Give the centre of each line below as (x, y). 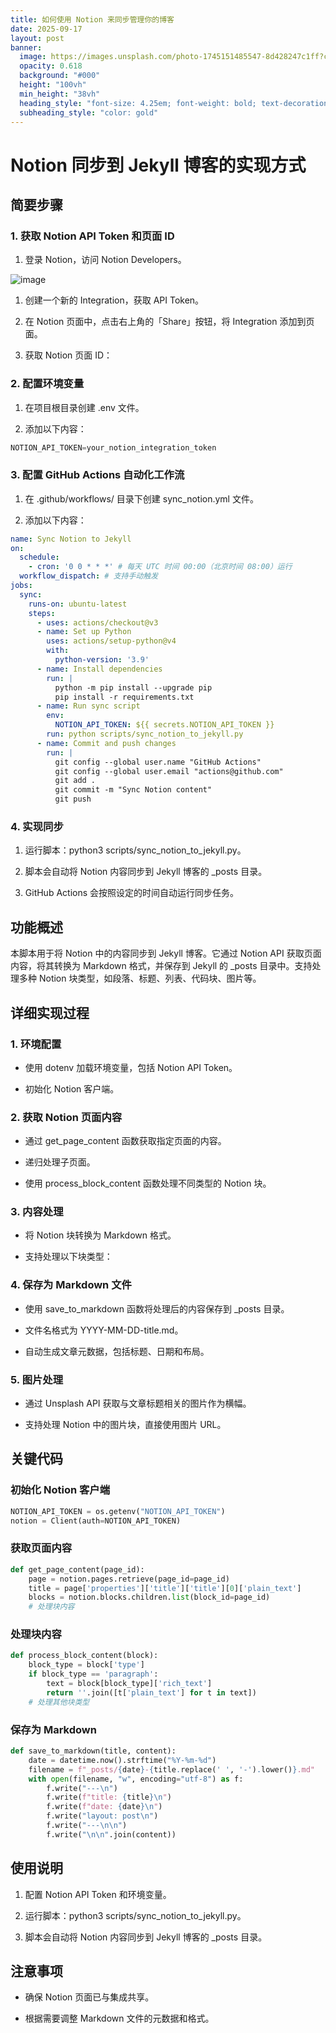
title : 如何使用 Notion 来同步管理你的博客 (92, 19)
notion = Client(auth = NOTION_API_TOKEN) (96, 1521)
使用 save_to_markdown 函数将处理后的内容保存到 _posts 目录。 (157, 1308)
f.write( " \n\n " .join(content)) (111, 1834)
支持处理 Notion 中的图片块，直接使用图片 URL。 (125, 1425)
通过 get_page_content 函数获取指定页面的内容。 (125, 1141)
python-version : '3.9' (102, 660)
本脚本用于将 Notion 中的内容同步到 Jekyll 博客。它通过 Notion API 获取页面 (166, 953)
